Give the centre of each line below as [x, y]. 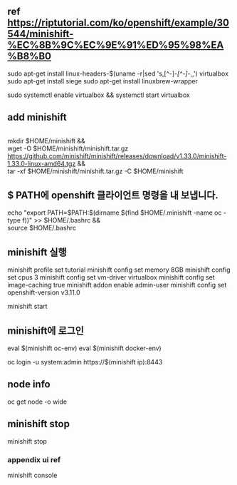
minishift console [32, 475]
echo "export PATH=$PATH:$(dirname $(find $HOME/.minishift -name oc [115, 213]
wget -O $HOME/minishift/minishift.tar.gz [68, 148]
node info [29, 384]
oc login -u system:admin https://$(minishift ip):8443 [85, 362]
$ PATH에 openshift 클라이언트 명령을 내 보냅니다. [113, 195]
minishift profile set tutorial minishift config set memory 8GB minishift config [119, 270]
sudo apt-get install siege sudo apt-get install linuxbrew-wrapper [102, 81]
